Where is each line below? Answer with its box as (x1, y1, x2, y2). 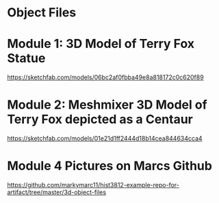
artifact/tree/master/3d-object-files (7, 188, 107, 196)
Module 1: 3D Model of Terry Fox (7, 36, 195, 52)
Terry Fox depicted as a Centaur (7, 111, 193, 127)
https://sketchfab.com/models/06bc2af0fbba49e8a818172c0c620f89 (7, 73, 204, 81)
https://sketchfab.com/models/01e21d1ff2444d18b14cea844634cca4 (7, 135, 203, 143)
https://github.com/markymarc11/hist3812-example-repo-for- (7, 181, 179, 189)
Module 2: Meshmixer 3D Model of (7, 97, 207, 113)
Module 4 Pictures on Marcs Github (7, 159, 212, 174)
